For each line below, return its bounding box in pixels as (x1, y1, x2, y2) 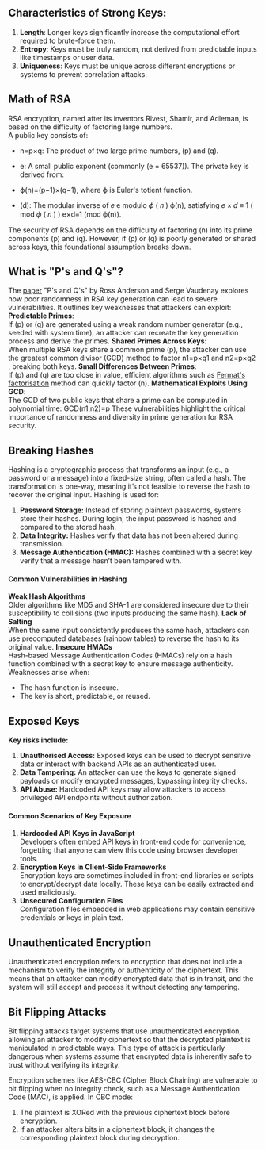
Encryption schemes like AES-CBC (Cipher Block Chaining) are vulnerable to (8, 1075, 258, 1085)
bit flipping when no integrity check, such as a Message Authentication (8, 1084, 240, 1094)
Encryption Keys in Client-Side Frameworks (19, 862, 167, 872)
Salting (8, 617, 32, 627)
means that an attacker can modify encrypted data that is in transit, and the (8, 974, 254, 983)
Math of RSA (8, 93, 71, 106)
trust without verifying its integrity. (8, 1060, 120, 1070)
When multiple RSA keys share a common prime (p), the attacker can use (8, 345, 247, 355)
